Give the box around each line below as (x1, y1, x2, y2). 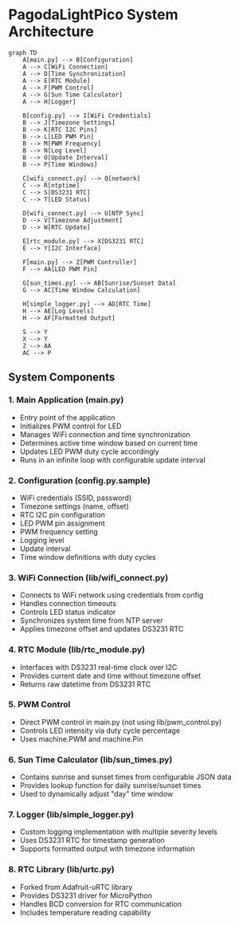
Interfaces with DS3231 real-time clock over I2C (19, 662, 178, 671)
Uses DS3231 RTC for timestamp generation (19, 836, 165, 845)
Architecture (8, 22, 94, 41)
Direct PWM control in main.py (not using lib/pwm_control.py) (19, 717, 222, 726)
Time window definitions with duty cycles (19, 552, 157, 561)
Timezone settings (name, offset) (19, 501, 129, 511)
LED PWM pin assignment (19, 518, 105, 528)
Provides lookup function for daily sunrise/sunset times (19, 781, 202, 790)
